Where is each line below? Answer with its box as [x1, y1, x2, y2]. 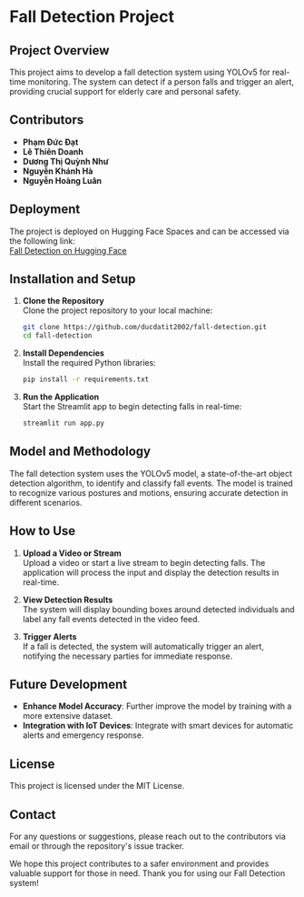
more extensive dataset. [22, 711, 113, 721]
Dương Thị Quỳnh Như [22, 156, 109, 166]
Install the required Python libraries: [22, 358, 156, 368]
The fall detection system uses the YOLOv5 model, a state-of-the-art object [9, 468, 293, 479]
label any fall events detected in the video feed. [22, 613, 201, 624]
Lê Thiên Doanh [22, 146, 83, 156]
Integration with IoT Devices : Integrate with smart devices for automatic [22, 721, 294, 731]
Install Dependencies [22, 348, 104, 358]
